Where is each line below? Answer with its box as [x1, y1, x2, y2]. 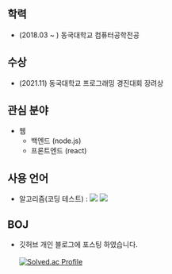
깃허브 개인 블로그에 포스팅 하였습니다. [18, 240, 138, 249]
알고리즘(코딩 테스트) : [18, 194, 88, 204]
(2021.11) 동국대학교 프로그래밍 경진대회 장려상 [18, 78, 164, 87]
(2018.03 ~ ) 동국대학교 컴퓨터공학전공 [18, 30, 140, 40]
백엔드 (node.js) [30, 136, 82, 145]
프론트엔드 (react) [30, 146, 87, 156]
